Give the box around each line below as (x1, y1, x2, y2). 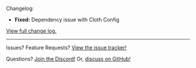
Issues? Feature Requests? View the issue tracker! (6, 44, 127, 51)
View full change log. (6, 27, 57, 34)
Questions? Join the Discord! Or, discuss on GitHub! (6, 55, 131, 62)
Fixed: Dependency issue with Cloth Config (14, 16, 120, 23)
